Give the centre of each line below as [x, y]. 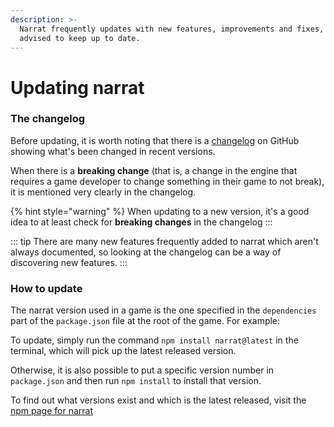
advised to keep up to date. [80, 38]
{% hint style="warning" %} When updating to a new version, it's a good [160, 211]
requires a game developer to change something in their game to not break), [167, 181]
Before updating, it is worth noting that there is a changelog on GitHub [155, 140]
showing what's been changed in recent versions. [113, 151]
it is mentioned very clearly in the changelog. [103, 192]
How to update [46, 288]
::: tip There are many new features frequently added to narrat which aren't [164, 241]
